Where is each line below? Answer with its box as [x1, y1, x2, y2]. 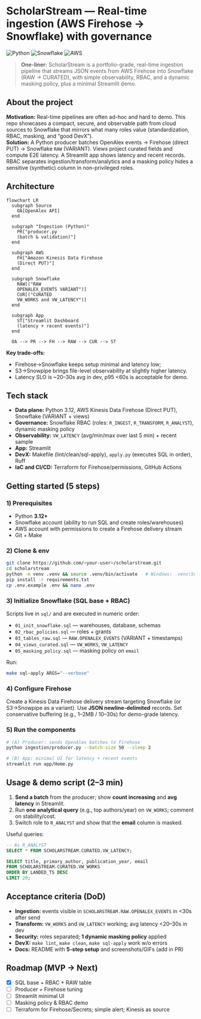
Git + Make [14, 532, 42, 539]
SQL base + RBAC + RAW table [14, 979, 92, 986]
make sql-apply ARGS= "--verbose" [6, 670, 90, 676]
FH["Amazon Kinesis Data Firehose [17, 255, 103, 261]
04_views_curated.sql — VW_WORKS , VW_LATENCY [14, 641, 129, 648]
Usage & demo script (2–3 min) [6, 777, 124, 788]
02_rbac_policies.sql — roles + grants [14, 628, 112, 635]
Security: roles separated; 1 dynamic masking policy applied [14, 933, 167, 940]
